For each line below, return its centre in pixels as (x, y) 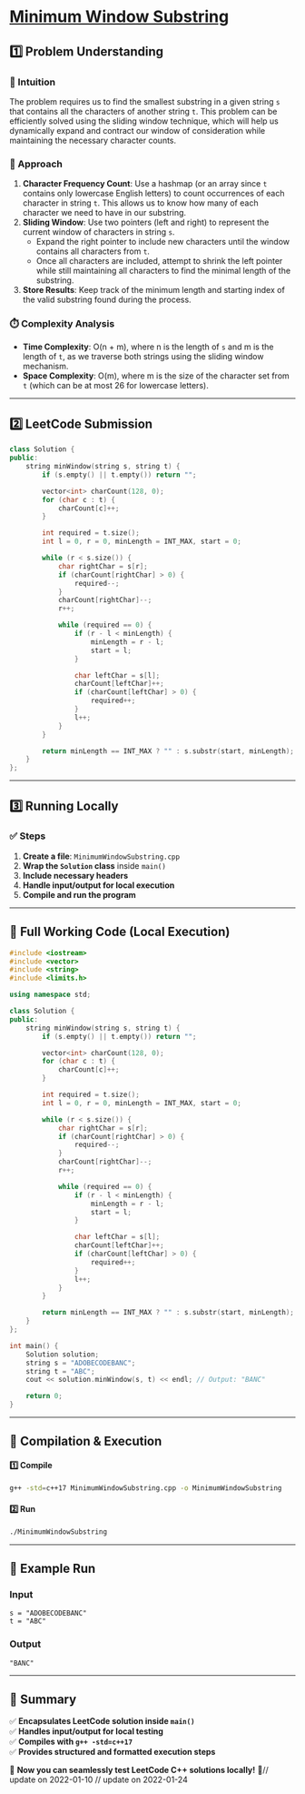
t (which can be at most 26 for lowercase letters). (115, 386)
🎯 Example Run (53, 1568)
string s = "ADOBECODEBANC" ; (81, 1363)
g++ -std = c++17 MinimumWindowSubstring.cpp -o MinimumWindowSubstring (146, 1488)
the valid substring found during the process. (107, 300)
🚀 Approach (36, 164)
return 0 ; (44, 1396)
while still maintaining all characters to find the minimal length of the (163, 271)
